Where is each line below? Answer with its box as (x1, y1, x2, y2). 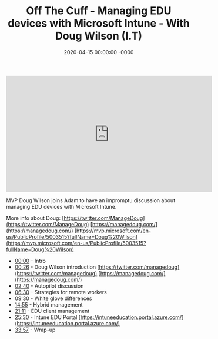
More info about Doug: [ (6, 214, 65, 222)
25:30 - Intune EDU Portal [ (14, 314, 81, 321)
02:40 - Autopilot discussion (14, 282, 84, 289)
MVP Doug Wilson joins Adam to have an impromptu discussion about (6, 196, 175, 204)
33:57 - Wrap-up (14, 326, 56, 333)
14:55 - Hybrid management (14, 301, 83, 308)
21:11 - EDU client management (14, 307, 90, 314)
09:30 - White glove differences (14, 295, 92, 302)
